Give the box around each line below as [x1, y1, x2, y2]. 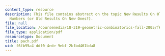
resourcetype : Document [5, 35, 54, 39]
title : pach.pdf [5, 39, 38, 44]
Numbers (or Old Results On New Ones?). [9, 16, 93, 21]
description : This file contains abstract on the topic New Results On [5, 12, 155, 17]
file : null [5, 20, 27, 26]
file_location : [5, 25, 36, 30]
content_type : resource [5, 7, 54, 12]
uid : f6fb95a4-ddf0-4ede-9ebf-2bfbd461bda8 [5, 43, 96, 48]
